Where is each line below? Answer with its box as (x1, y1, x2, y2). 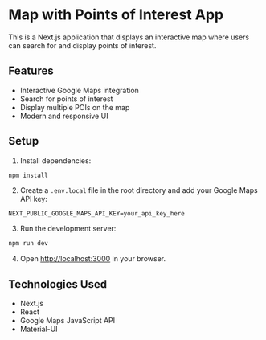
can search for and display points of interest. (8, 40, 157, 50)
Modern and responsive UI (19, 111, 108, 121)
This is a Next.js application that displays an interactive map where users (8, 32, 250, 42)
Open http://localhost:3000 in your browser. (19, 254, 166, 264)
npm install (8, 171, 48, 179)
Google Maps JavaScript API (19, 316, 116, 326)
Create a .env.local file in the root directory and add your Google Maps (19, 186, 259, 195)
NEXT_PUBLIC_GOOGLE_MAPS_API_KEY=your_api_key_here (8, 210, 185, 218)
